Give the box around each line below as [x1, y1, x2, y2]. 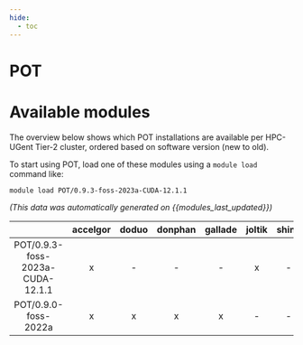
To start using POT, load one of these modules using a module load [9, 159, 258, 170]
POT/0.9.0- [14, 298, 64, 311]
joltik [245, 223, 268, 236]
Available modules [9, 101, 151, 122]
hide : [9, 13, 30, 23]
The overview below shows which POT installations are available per [9, 132, 264, 143]
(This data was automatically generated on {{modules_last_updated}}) [9, 201, 273, 212]
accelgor [71, 223, 111, 236]
